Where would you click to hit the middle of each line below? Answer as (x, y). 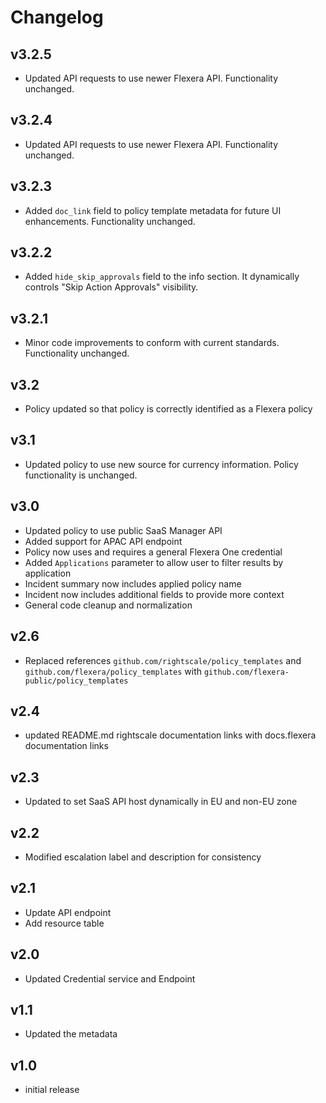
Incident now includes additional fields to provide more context (154, 594)
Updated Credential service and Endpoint (110, 978)
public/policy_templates (76, 681)
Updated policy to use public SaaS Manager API (123, 530)
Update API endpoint (68, 912)
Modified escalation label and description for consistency (143, 857)
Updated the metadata (71, 1034)
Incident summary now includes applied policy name (133, 583)
